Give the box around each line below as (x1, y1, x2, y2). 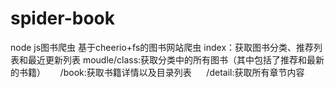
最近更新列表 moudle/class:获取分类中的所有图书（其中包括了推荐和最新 (27, 53, 325, 66)
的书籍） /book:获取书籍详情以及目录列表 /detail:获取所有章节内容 (10, 66, 305, 78)
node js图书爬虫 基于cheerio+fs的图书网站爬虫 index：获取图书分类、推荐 (10, 41, 315, 53)
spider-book (10, 7, 115, 30)
